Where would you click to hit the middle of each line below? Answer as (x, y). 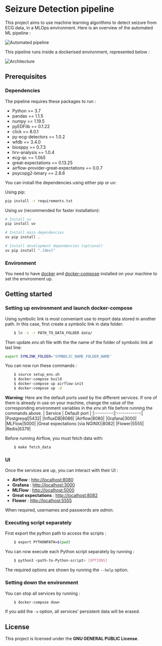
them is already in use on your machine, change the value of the (69, 403)
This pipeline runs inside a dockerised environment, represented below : (77, 52)
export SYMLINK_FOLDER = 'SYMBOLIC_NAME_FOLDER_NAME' (58, 356)
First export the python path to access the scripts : (56, 533)
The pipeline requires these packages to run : (51, 101)
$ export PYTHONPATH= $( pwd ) (42, 542)
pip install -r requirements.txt (39, 201)
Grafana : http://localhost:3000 (44, 485)
